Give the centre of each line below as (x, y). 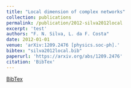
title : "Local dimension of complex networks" (66, 12)
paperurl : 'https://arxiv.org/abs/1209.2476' (64, 56)
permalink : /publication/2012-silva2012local (64, 23)
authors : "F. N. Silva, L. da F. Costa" (58, 34)
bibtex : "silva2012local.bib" (44, 51)
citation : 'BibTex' (31, 62)
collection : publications (39, 17)
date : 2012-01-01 (28, 40)
